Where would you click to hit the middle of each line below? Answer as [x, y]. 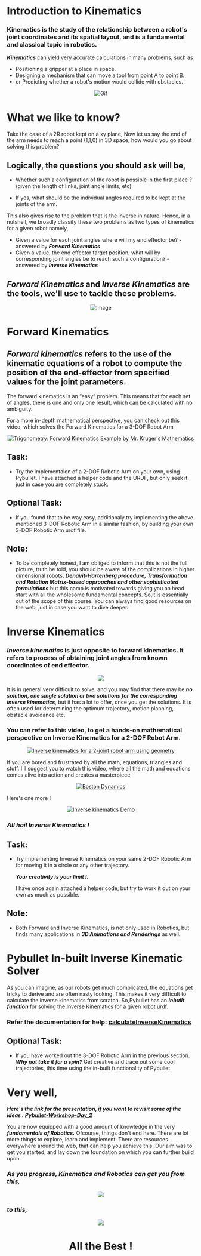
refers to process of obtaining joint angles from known [87, 658]
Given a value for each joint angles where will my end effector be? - [98, 240]
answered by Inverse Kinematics [56, 265]
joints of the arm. [36, 204]
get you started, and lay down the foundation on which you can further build [101, 1152]
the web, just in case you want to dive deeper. [72, 608]
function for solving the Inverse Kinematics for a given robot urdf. [88, 1006]
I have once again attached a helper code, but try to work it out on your [103, 888]
